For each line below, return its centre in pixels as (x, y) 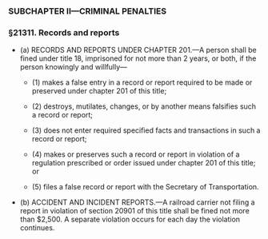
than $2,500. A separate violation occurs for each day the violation (130, 219)
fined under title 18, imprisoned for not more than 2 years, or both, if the (138, 58)
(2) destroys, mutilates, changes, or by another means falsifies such (144, 106)
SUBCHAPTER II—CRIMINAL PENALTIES (87, 11)
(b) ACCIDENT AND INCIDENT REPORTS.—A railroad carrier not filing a (137, 202)
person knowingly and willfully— (74, 67)
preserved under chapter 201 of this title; (99, 91)
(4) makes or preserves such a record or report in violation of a (136, 154)
